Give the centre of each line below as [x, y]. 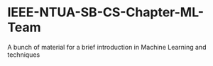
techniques [24, 55]
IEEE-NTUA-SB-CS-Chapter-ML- [106, 12]
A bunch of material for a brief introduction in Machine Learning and [107, 47]
